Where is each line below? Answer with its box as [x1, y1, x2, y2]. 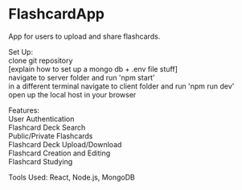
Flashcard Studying [8, 156, 73, 166]
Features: [8, 105, 40, 115]
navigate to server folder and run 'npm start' [8, 72, 155, 82]
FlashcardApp [8, 5, 105, 23]
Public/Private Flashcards [8, 130, 93, 141]
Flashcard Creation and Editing [8, 148, 111, 158]
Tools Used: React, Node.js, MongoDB [8, 172, 135, 182]
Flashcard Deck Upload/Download [8, 139, 122, 149]
